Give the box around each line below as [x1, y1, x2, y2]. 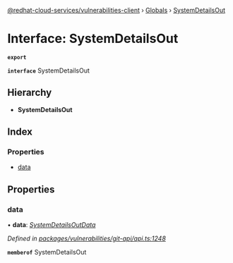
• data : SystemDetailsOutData [7, 221, 96, 229]
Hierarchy [7, 87, 52, 99]
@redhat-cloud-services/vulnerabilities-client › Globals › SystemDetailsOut [7, 6, 226, 14]
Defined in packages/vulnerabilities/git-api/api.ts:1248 [7, 234, 166, 243]
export [7, 54, 27, 61]
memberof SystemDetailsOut [7, 248, 87, 257]
